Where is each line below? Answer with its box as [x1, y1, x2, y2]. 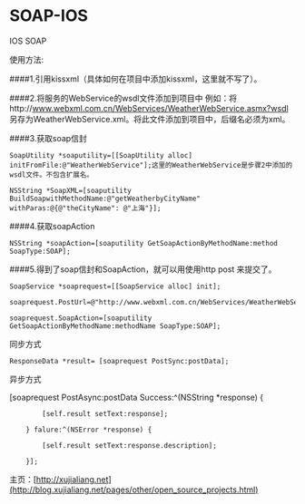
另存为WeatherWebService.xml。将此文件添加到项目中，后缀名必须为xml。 [9, 113, 290, 124]
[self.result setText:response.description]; [42, 441, 218, 450]
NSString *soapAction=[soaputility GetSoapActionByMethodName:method [9, 238, 279, 247]
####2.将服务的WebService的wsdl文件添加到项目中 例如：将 [9, 92, 238, 103]
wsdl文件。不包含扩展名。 [9, 170, 93, 179]
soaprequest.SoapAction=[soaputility [9, 314, 152, 323]
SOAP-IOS [9, 5, 89, 26]
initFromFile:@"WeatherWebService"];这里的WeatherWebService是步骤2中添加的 [9, 160, 293, 170]
